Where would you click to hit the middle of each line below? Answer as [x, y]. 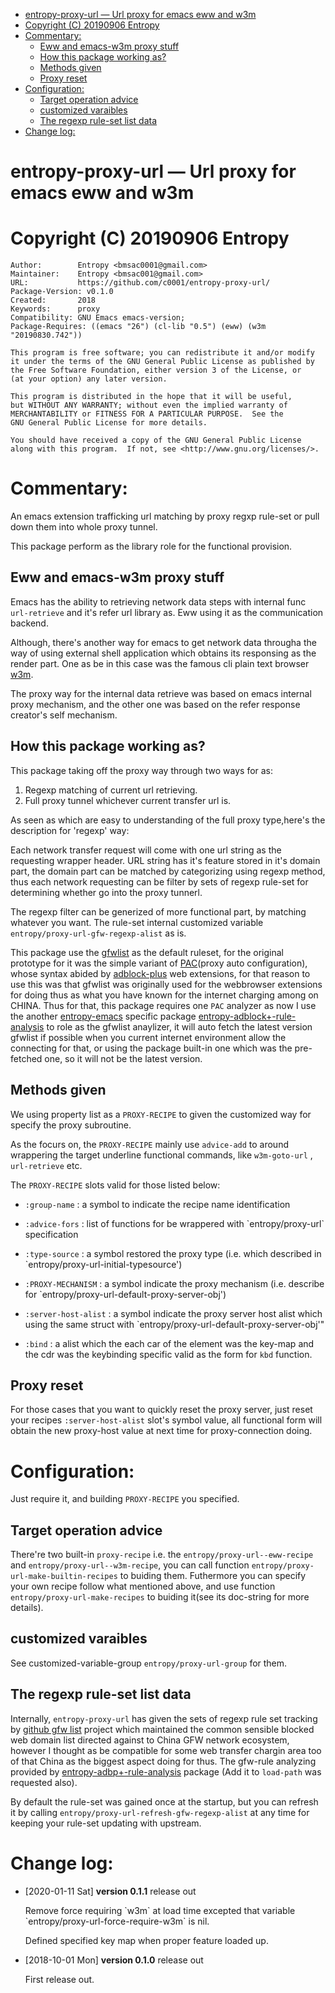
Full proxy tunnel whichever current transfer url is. [128, 800]
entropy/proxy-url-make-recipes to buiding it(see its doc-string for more [160, 1597]
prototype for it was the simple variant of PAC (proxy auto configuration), [159, 963]
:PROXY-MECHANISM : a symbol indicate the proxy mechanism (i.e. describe [174, 1283]
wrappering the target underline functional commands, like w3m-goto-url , [161, 1155]
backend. [29, 623]
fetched [26, 1058]
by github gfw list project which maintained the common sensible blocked [162, 1729]
